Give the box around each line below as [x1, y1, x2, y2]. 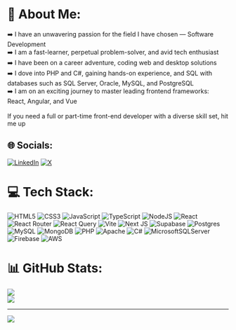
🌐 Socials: [7, 139, 53, 151]
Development [7, 40, 46, 48]
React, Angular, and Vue [7, 97, 77, 105]
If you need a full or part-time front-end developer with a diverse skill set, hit [7, 111, 228, 120]
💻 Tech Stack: [7, 184, 94, 200]
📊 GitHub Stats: [7, 260, 103, 276]
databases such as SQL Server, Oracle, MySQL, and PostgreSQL [7, 78, 195, 87]
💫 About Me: [7, 6, 81, 22]
